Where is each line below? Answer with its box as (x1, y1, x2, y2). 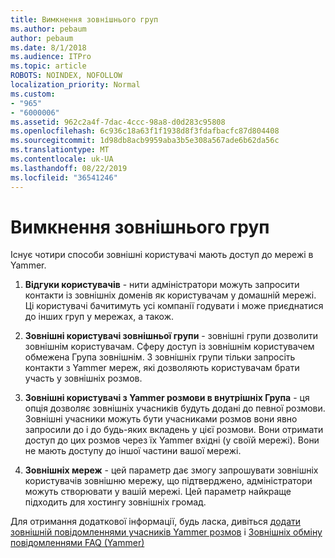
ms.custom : (10, 89, 56, 99)
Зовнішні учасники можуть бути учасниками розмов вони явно (24, 413, 298, 425)
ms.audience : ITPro (10, 52, 92, 62)
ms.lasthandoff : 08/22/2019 (10, 163, 128, 173)
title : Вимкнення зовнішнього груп (10, 14, 159, 25)
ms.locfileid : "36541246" (10, 172, 118, 183)
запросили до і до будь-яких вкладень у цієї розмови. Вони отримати (24, 424, 324, 436)
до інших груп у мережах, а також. (24, 311, 175, 323)
